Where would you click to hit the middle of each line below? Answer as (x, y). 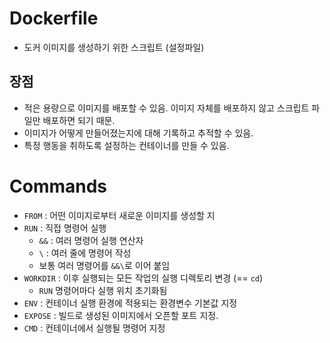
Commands (58, 186)
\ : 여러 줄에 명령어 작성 (85, 253)
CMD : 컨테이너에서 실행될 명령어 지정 (94, 328)
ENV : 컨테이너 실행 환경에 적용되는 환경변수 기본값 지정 (130, 303)
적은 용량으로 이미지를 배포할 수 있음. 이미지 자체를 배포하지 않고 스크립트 (166, 108)
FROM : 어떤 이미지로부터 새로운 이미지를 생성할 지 (119, 215)
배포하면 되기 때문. (79, 120)
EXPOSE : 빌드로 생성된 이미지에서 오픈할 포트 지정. (121, 315)
